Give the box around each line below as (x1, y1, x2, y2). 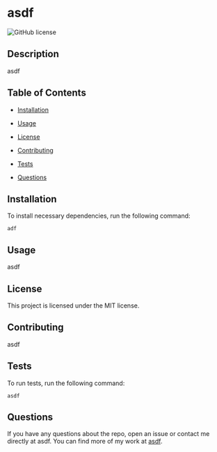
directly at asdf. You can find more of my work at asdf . (7, 437, 163, 446)
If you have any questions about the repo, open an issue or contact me (7, 430, 210, 438)
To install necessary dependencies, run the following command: (7, 211, 191, 220)
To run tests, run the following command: (7, 379, 125, 387)
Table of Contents (7, 87, 87, 99)
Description (7, 48, 59, 60)
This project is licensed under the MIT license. (7, 301, 140, 310)
